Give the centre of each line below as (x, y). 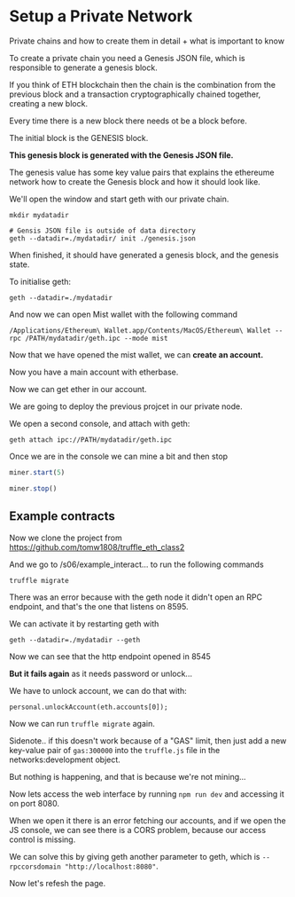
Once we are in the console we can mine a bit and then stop (119, 456)
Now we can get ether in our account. (78, 389)
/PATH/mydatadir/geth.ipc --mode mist (97, 338)
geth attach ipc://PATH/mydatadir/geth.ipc (91, 440)
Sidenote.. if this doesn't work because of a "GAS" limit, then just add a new (148, 740)
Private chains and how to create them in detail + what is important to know (147, 41)
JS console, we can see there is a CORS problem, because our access (138, 830)
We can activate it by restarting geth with (84, 624)
